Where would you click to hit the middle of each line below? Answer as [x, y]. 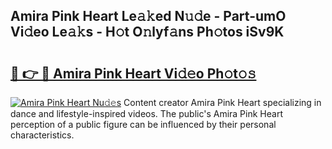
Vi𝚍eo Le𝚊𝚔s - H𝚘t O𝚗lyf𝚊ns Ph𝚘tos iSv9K [147, 32]
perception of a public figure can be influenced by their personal [143, 124]
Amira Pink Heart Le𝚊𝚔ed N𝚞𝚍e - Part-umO [148, 16]
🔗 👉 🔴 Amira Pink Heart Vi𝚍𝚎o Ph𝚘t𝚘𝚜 [133, 73]
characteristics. [42, 135]
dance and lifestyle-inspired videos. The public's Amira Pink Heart [146, 113]
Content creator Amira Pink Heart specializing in [222, 102]
